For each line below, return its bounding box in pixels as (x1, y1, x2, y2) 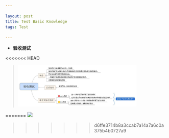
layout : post (5, 13, 33, 19)
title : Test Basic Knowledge (5, 19, 67, 24)
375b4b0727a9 (94, 127, 127, 133)
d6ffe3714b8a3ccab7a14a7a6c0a (94, 122, 164, 128)
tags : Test (5, 24, 29, 30)
